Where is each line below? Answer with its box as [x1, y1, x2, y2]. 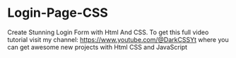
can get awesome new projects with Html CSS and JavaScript [7, 43, 188, 51]
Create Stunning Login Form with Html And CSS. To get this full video [7, 28, 209, 36]
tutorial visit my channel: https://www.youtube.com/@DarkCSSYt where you [7, 35, 229, 43]
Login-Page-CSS [7, 5, 108, 21]
